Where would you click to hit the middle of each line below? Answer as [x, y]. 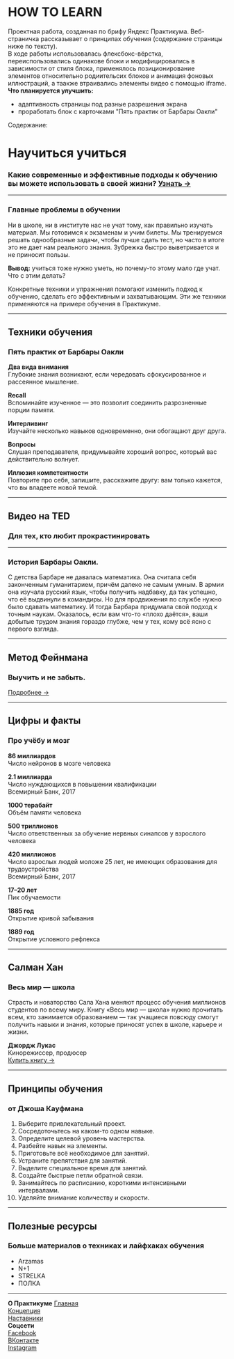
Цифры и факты [44, 721]
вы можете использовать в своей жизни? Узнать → [100, 184]
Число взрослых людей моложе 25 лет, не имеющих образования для [112, 861]
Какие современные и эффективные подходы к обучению [113, 175]
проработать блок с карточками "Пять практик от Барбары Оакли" [118, 111]
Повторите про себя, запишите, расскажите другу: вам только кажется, [115, 480]
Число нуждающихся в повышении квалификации [82, 784]
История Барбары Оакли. [53, 563]
